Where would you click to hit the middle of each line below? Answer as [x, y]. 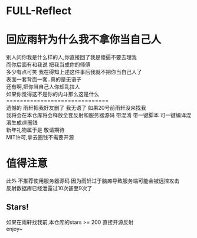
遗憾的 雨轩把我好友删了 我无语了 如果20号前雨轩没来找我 [76, 108]
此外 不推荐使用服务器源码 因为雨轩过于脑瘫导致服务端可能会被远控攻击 [93, 181]
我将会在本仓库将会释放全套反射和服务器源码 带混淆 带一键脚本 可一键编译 [96, 115]
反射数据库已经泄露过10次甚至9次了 [49, 188]
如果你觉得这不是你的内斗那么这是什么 [52, 94]
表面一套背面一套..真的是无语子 [44, 79]
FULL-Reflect [39, 11]
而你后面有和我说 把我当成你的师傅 [48, 65]
